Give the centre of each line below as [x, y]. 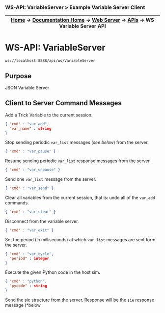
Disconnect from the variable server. [42, 221]
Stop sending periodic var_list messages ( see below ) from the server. [77, 142]
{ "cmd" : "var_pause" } [30, 151]
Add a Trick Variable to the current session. [49, 115]
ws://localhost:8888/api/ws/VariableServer [50, 61]
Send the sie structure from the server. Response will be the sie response [80, 300]
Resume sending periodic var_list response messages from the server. [78, 161]
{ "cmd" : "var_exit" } [29, 230]
